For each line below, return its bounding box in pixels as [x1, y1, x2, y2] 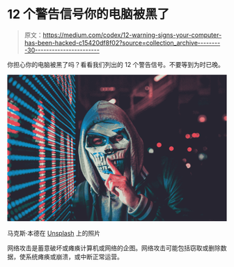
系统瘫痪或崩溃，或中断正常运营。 [25, 252, 123, 261]
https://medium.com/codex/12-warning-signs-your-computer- [42, 31, 222, 39]
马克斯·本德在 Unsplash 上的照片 [7, 229, 101, 238]
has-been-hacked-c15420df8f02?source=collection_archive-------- [24, 38, 221, 47]
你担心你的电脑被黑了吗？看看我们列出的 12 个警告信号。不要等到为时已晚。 [7, 60, 225, 68]
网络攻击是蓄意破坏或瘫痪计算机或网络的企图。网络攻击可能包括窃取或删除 [7, 244, 221, 252]
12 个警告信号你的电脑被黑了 [7, 6, 170, 22]
